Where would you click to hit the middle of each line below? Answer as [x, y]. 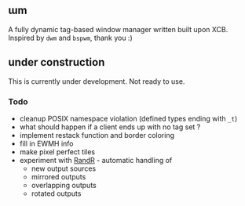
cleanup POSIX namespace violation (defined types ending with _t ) [128, 118]
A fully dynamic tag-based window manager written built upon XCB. [118, 29]
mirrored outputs [59, 176]
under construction [57, 62]
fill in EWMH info [46, 143]
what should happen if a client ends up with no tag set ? [110, 127]
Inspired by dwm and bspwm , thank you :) [71, 38]
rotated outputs [56, 193]
